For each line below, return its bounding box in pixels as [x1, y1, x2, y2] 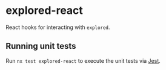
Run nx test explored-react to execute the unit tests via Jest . [5, 57, 161, 64]
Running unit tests [5, 41, 76, 51]
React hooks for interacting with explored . [5, 24, 110, 31]
